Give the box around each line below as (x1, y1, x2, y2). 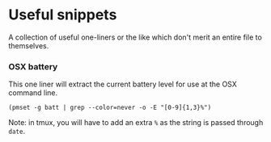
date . (8, 127, 26, 136)
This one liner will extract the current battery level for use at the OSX (8, 79, 237, 90)
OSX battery (8, 61, 58, 72)
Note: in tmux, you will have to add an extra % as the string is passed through (8, 118, 264, 127)
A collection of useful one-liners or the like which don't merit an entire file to (8, 32, 263, 42)
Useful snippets (8, 6, 117, 24)
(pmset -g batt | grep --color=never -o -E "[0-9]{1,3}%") (8, 103, 212, 112)
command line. (8, 88, 58, 98)
